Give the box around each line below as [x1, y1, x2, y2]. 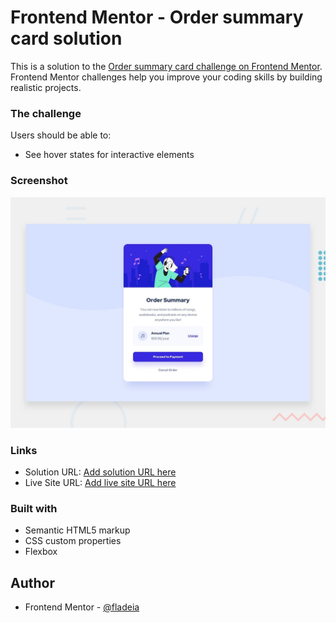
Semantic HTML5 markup [24, 524, 131, 536]
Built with [10, 501, 58, 515]
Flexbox [24, 546, 58, 558]
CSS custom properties [24, 535, 122, 547]
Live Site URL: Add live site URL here [24, 476, 177, 488]
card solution [10, 27, 123, 50]
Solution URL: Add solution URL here [24, 466, 177, 478]
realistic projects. [10, 81, 82, 93]
